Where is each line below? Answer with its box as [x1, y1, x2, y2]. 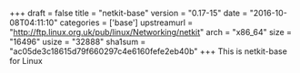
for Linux [9, 56, 43, 66]
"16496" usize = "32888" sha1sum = [9, 36, 146, 47]
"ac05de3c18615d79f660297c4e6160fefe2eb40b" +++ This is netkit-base [9, 46, 288, 57]
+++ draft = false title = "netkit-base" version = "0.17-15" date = [9, 8, 248, 18]
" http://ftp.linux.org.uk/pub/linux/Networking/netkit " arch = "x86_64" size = [9, 27, 293, 37]
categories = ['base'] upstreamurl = [59, 17, 194, 28]
